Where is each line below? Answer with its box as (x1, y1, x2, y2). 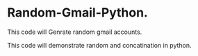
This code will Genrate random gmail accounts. (7, 28, 142, 36)
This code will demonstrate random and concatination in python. (7, 41, 192, 49)
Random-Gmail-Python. (7, 5, 148, 21)
